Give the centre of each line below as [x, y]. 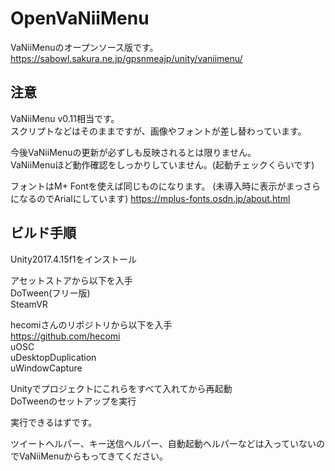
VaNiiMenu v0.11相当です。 [65, 118]
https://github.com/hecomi [65, 336]
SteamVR [29, 304]
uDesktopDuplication [53, 357]
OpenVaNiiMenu [80, 18]
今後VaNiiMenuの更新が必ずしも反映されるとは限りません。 [133, 152]
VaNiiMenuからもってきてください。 [93, 456]
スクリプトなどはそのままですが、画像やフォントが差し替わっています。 [158, 131]
